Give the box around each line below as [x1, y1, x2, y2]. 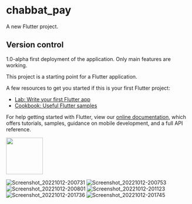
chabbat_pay [6, 4, 72, 17]
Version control [6, 40, 64, 50]
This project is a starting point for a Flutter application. [6, 73, 137, 80]
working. [6, 62, 28, 69]
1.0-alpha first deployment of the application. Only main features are [6, 55, 171, 62]
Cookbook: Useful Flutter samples [14, 102, 97, 109]
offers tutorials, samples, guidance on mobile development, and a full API [6, 120, 183, 127]
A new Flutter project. [6, 23, 59, 30]
